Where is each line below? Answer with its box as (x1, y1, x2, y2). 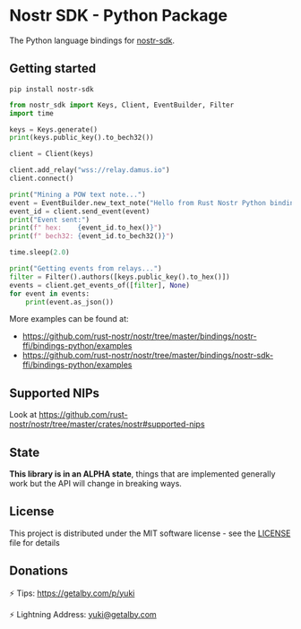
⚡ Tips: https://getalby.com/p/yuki (9, 588, 135, 599)
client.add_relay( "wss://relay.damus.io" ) (9, 166, 170, 175)
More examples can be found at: (9, 314, 129, 324)
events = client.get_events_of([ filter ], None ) (9, 280, 191, 289)
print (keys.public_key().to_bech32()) (9, 134, 154, 142)
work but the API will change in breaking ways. (9, 478, 182, 488)
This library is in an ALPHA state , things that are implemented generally (9, 469, 276, 479)
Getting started (9, 61, 97, 76)
